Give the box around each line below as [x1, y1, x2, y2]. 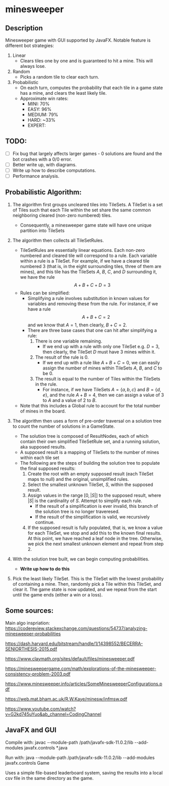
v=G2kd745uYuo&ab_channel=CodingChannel [5, 711, 102, 717]
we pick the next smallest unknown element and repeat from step [27, 541, 164, 547]
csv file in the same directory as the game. [5, 775, 94, 781]
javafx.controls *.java [24, 744, 68, 751]
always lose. [20, 63, 46, 69]
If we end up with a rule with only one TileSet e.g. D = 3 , [42, 343, 160, 349]
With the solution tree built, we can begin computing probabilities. [12, 556, 150, 562]
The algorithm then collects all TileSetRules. [12, 237, 104, 243]
